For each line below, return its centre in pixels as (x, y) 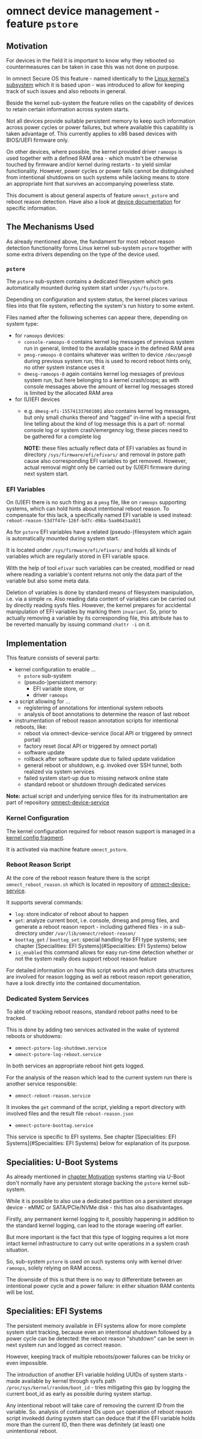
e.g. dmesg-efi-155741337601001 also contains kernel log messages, (107, 411)
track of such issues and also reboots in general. (66, 91)
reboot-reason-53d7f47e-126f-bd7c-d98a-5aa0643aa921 (74, 521)
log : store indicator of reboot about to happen (72, 914)
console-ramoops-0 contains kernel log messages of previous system (109, 342)
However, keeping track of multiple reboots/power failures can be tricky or (98, 1356)
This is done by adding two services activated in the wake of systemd (93, 1030)
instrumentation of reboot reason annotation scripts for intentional (96, 721)
